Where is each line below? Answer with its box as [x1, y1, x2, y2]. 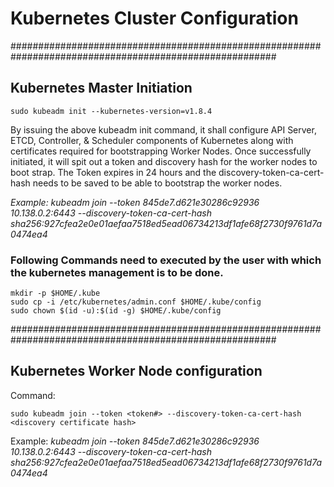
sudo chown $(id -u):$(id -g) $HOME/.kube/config [10, 306, 222, 316]
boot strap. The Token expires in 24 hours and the [10, 166, 217, 178]
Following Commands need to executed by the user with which [10, 253, 322, 267]
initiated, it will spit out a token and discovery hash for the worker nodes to [10, 155, 318, 167]
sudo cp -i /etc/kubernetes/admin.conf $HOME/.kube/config [10, 297, 262, 307]
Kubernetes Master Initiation [10, 80, 193, 97]
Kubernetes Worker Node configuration [10, 363, 263, 380]
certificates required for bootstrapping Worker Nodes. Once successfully [10, 145, 312, 157]
